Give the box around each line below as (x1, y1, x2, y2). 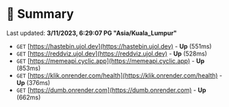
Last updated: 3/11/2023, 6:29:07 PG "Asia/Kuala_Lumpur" (6, 29, 178, 37)
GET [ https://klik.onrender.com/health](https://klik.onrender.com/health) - (16, 71, 223, 80)
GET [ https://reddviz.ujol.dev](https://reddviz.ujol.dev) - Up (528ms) (16, 49, 207, 58)
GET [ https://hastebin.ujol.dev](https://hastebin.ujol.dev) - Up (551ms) (16, 42, 212, 50)
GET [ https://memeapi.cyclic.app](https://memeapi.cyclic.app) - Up (16, 56, 205, 64)
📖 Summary (6, 6, 74, 22)
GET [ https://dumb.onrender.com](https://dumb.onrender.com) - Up (16, 86, 206, 94)
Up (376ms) (16, 78, 51, 86)
